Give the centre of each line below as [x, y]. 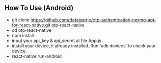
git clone [21, 20]
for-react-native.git [31, 25]
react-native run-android [37, 56]
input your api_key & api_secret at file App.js [56, 41]
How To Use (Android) [39, 8]
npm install [23, 35]
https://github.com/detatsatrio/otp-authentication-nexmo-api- [93, 20]
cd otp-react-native [32, 30]
